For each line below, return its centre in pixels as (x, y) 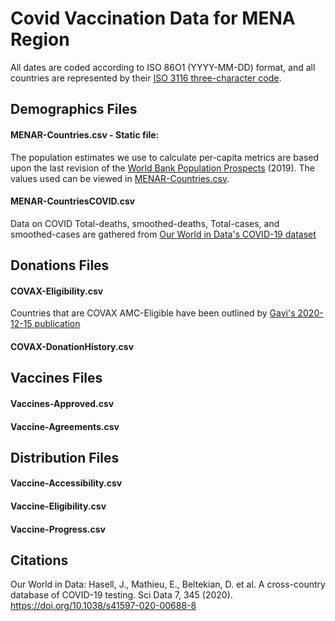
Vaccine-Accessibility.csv (66, 483)
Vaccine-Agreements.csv (65, 426)
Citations (39, 560)
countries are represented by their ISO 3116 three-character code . (146, 78)
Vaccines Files (56, 378)
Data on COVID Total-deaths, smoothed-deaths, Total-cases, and (145, 223)
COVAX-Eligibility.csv (57, 291)
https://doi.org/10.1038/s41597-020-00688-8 (103, 606)
